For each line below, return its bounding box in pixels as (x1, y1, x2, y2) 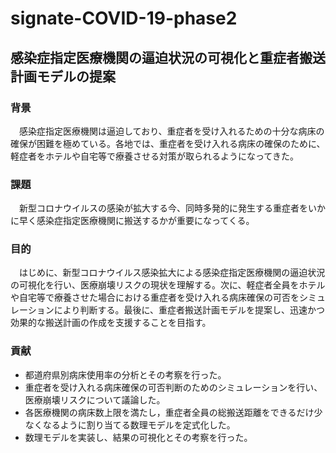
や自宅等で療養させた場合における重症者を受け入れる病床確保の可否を (10, 292, 300, 304)
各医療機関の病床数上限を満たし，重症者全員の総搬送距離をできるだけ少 (24, 406, 323, 418)
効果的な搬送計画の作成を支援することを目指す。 (10, 317, 212, 329)
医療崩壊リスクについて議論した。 (24, 393, 166, 406)
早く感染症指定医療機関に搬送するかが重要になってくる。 (18, 215, 255, 227)
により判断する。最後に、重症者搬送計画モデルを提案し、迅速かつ (53, 304, 326, 316)
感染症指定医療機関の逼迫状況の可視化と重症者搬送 (10, 49, 326, 66)
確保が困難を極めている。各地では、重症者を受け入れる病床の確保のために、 (10, 137, 326, 149)
